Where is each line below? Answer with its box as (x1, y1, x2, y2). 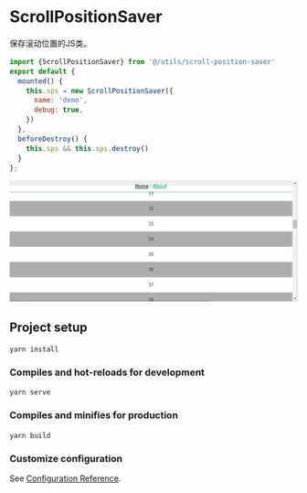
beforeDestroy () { (17, 134, 89, 144)
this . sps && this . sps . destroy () (26, 144, 149, 153)
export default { (9, 67, 76, 76)
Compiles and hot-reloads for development (9, 366, 206, 379)
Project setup (9, 319, 89, 335)
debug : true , (33, 105, 84, 115)
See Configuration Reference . (9, 473, 122, 484)
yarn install (9, 345, 59, 354)
